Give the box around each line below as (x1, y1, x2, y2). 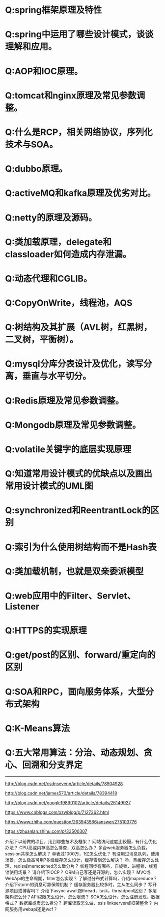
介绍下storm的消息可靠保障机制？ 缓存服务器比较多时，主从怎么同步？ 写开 (5, 882, 157, 887)
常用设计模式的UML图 (5, 480, 93, 492)
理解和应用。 (5, 41, 57, 52)
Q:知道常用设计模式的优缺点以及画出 (5, 468, 153, 479)
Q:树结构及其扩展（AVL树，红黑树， (5, 322, 152, 333)
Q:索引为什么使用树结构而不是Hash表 (5, 541, 157, 553)
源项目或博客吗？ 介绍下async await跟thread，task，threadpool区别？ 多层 (5, 887, 157, 893)
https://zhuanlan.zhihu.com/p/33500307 (5, 828, 87, 834)
